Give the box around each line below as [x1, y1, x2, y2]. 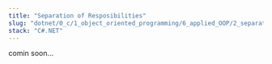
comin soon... [8, 49, 54, 58]
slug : [8, 19, 27, 27]
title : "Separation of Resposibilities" [8, 11, 147, 20]
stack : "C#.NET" [8, 26, 63, 34]
